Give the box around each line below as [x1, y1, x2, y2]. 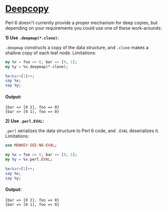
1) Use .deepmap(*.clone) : [5, 35, 59, 41]
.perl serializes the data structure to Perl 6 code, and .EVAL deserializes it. [5, 128, 159, 134]
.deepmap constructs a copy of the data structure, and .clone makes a [5, 44, 149, 50]
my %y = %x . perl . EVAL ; [5, 157, 53, 162]
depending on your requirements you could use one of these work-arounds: [5, 25, 162, 31]
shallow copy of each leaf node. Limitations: [5, 50, 96, 56]
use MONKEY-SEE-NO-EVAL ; [5, 143, 57, 148]
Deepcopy [5, 3, 49, 15]
